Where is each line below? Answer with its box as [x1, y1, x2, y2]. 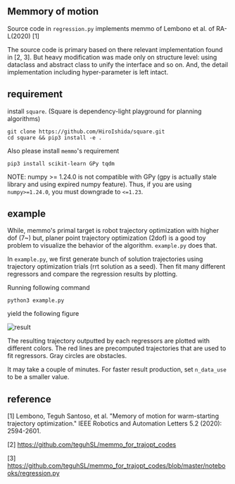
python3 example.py [7, 297, 65, 305]
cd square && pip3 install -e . [7, 134, 102, 141]
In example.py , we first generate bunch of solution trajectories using [7, 255, 203, 263]
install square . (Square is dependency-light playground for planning [7, 107, 202, 115]
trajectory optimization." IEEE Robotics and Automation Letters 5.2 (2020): [7, 419, 222, 428]
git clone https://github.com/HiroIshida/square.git [7, 128, 165, 135]
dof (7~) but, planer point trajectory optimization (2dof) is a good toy [7, 234, 206, 242]
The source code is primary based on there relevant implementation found [7, 45, 223, 53]
